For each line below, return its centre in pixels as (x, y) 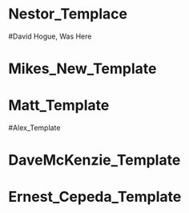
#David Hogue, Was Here (50, 36)
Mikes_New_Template (82, 69)
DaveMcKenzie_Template (94, 160)
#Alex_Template (34, 128)
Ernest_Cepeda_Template (95, 197)
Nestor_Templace (68, 14)
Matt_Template (59, 106)
